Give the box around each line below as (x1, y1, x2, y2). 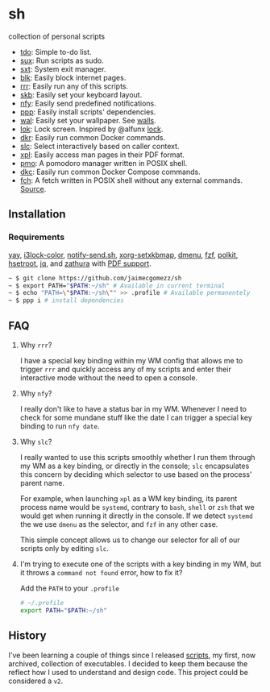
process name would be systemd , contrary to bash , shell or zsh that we (19, 502, 255, 512)
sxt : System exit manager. (19, 64, 106, 73)
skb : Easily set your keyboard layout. (19, 89, 143, 99)
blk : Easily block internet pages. (19, 73, 127, 82)
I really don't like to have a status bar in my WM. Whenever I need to (19, 404, 247, 413)
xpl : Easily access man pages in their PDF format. (19, 150, 185, 160)
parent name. (19, 478, 64, 487)
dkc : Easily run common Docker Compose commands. (19, 167, 201, 176)
